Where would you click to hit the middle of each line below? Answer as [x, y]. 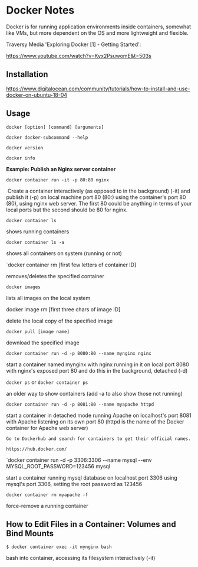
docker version [25, 148]
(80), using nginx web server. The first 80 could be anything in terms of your [99, 203]
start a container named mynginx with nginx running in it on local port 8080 [98, 364]
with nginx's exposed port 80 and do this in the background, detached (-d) [97, 370]
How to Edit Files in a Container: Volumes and [91, 524]
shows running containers [38, 232]
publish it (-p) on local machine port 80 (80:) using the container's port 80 [96, 197]
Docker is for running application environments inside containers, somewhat [99, 27]
